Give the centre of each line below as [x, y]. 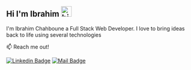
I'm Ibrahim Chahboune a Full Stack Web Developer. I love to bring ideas [95, 28]
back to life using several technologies [54, 35]
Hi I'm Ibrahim [33, 14]
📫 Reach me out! [28, 47]
